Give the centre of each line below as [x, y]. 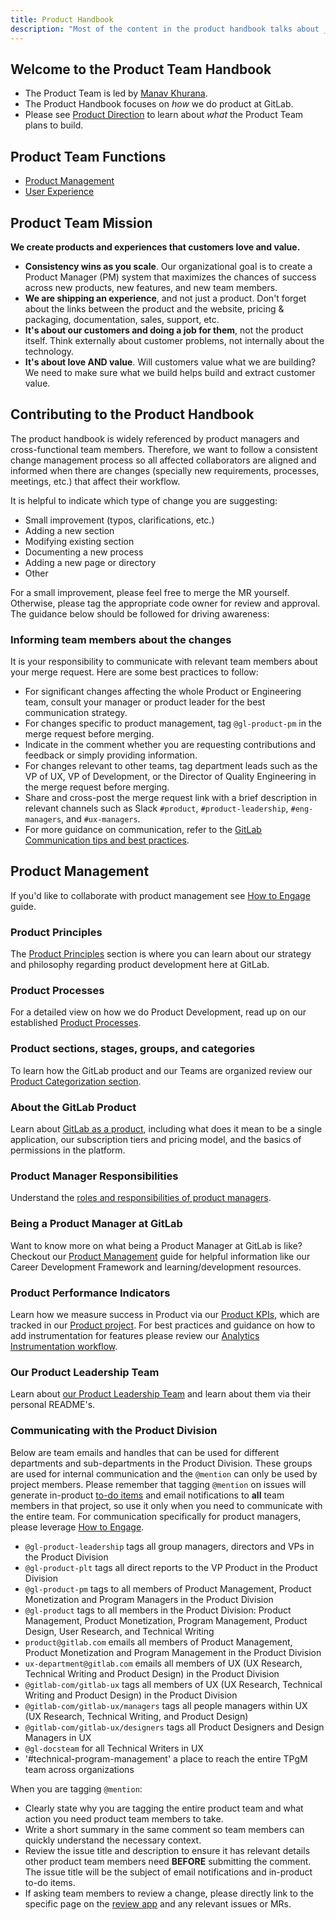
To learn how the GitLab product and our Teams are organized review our [161, 1070]
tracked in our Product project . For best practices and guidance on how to [163, 1325]
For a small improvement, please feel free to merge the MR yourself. [150, 592]
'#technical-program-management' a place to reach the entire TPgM [166, 1758]
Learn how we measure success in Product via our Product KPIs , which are [165, 1314]
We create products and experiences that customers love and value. [155, 247]
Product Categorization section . [76, 1081]
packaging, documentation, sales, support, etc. [122, 319]
